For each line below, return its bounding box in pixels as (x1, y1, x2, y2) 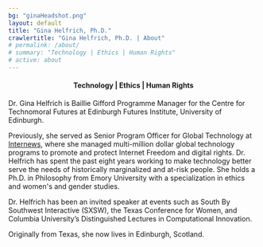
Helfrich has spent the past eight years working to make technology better (8, 156, 252, 166)
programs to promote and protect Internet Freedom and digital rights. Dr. (8, 148, 246, 158)
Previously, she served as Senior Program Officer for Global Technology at (8, 131, 253, 140)
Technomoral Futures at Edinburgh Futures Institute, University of (8, 107, 222, 116)
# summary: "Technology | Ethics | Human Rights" (8, 49, 176, 57)
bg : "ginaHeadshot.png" (8, 11, 87, 20)
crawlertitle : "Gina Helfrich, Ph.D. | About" (8, 33, 165, 42)
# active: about (8, 57, 62, 65)
